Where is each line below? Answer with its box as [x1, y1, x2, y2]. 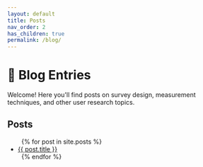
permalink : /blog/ [7, 37, 62, 44]
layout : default [7, 10, 55, 18]
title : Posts [7, 17, 46, 24]
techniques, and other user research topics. [7, 98, 135, 107]
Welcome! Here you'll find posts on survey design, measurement [7, 91, 196, 99]
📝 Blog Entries [7, 67, 91, 83]
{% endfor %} [21, 152, 62, 161]
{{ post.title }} [17, 144, 58, 153]
